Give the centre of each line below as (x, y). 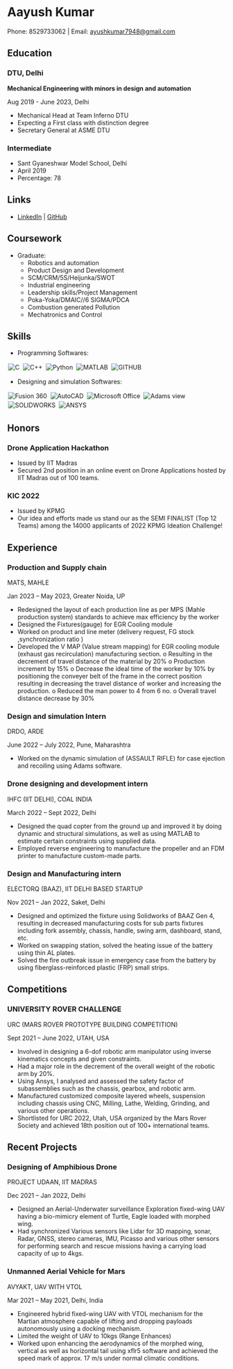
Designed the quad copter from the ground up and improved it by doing (119, 826)
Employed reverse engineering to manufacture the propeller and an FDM (121, 848)
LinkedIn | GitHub (42, 216)
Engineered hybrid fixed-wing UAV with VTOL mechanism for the (110, 1313)
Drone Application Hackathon (58, 448)
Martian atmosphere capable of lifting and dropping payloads (105, 1321)
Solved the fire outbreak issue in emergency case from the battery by (116, 960)
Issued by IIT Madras (47, 463)
